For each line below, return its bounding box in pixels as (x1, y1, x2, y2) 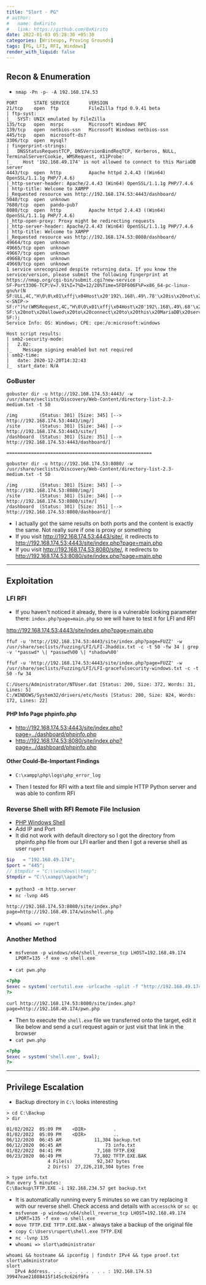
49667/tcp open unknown (6, 250, 70, 256)
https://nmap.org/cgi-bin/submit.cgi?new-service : (6, 277, 141, 283)
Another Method (6, 935, 57, 943)
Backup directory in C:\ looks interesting (15, 1099, 118, 1106)
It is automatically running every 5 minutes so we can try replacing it (15, 1196, 188, 1203)
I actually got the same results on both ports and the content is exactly (15, 520, 194, 527)
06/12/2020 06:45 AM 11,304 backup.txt (6, 1137, 141, 1143)
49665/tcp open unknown (6, 245, 70, 251)
